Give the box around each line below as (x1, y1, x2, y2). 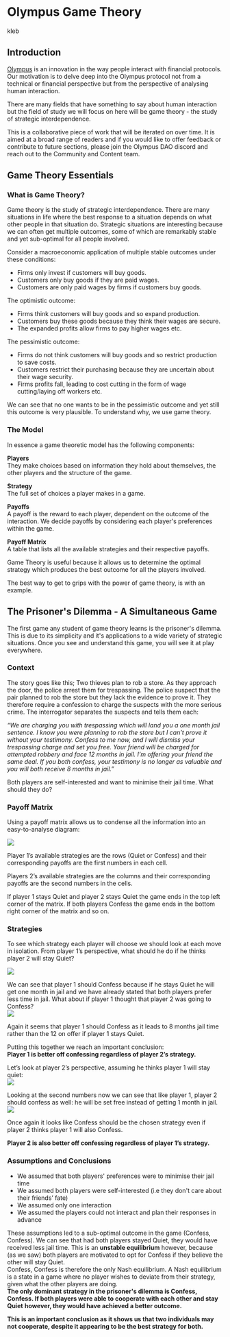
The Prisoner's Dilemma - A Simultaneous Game (7, 606, 218, 618)
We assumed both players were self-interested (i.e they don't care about (16, 1186, 222, 1194)
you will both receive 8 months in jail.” (7, 764, 114, 773)
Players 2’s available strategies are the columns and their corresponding (7, 872, 211, 880)
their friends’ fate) (16, 1194, 68, 1202)
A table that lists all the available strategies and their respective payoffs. (7, 544, 210, 553)
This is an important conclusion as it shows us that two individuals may (7, 1314, 214, 1323)
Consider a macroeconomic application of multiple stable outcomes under (7, 248, 216, 256)
